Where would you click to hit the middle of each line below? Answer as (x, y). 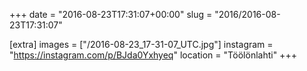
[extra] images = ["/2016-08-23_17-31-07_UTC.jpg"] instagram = (141, 44)
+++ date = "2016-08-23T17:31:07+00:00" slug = (111, 14)
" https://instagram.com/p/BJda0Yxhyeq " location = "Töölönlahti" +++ (153, 55)
